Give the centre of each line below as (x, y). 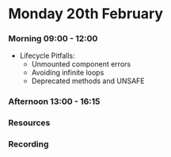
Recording (28, 144)
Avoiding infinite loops (68, 73)
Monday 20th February (86, 14)
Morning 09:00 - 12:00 (53, 39)
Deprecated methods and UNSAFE (88, 81)
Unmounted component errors (81, 64)
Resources (29, 123)
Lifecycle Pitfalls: (47, 56)
